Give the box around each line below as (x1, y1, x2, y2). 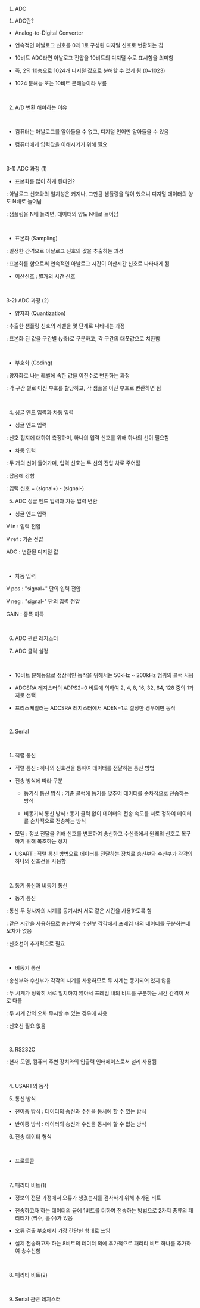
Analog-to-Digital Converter (14, 29, 83, 36)
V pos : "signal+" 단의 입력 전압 (6, 585, 82, 592)
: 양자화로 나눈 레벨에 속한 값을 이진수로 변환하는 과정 (6, 372, 130, 379)
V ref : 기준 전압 (6, 536, 43, 542)
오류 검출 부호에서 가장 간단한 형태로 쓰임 (14, 1227, 111, 1234)
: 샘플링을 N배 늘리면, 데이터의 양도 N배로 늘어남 (6, 211, 119, 217)
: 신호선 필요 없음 (6, 1022, 46, 1029)
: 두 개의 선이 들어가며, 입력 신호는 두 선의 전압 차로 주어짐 (6, 459, 141, 466)
